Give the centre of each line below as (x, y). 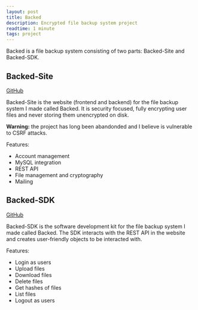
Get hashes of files (38, 287)
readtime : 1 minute (31, 28)
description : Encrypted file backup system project (72, 23)
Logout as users (35, 300)
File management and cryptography (59, 175)
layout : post (22, 12)
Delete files (29, 281)
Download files (33, 275)
